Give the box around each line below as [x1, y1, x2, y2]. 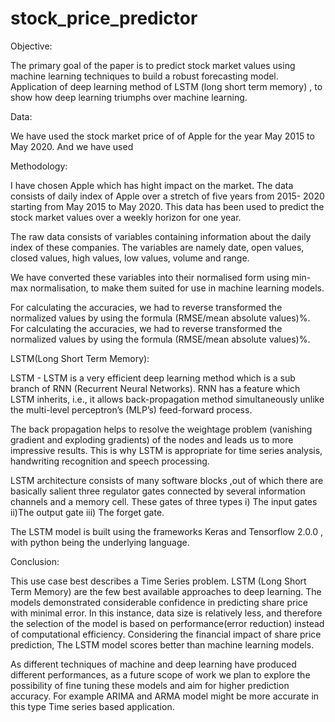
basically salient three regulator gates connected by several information [10, 485, 306, 497]
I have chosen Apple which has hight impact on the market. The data [10, 179, 294, 191]
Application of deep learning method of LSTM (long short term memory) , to [10, 80, 323, 92]
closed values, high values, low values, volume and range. [10, 252, 250, 264]
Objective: [10, 40, 53, 52]
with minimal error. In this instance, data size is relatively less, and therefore [10, 607, 323, 619]
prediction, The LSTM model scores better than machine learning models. [10, 638, 315, 651]
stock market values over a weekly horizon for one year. [10, 211, 242, 223]
